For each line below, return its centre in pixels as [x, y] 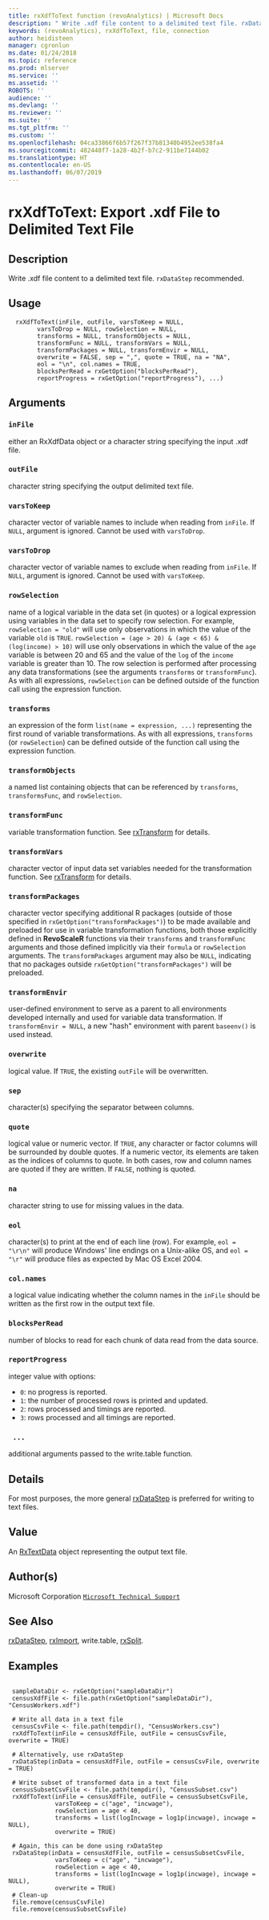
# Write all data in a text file [68, 1720]
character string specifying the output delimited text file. [101, 486]
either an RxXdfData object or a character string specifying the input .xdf [128, 441]
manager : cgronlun [39, 46]
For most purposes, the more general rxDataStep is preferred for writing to [131, 1498]
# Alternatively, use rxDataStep [68, 1755]
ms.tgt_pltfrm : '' [39, 128]
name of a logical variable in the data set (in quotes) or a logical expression [132, 612]
